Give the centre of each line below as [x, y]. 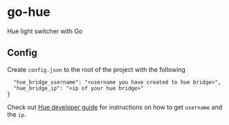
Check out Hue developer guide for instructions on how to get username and [115, 107]
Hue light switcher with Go [45, 31]
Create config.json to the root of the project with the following [96, 69]
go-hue [29, 12]
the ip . [17, 114]
